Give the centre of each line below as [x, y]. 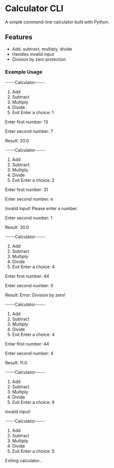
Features [19, 37]
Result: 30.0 [17, 227]
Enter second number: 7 [29, 131]
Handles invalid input [33, 54]
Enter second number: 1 [29, 218]
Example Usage [24, 72]
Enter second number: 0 [29, 286]
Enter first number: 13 [27, 122]
